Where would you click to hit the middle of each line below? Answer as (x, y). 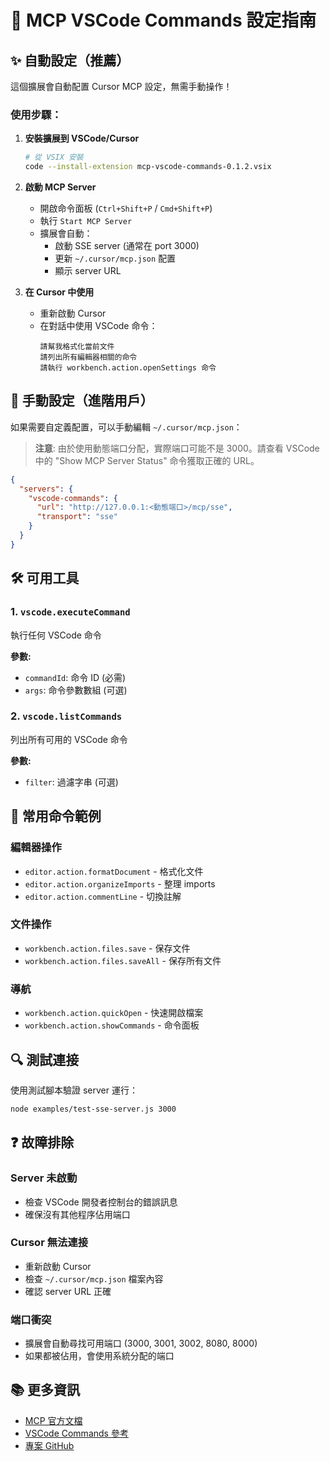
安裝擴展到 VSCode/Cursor (82, 138)
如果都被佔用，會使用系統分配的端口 (99, 1356)
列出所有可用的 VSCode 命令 (69, 739)
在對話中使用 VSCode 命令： (98, 326)
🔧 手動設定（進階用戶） (82, 401)
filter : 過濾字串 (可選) (71, 782)
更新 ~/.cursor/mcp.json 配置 (115, 258)
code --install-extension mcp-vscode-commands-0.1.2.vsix (148, 167)
